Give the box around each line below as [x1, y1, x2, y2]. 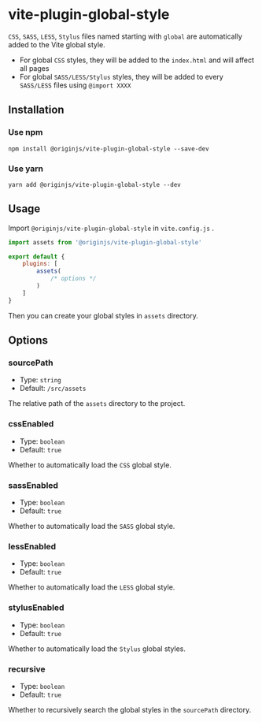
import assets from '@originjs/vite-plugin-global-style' [8, 238, 202, 246]
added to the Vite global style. [8, 39, 106, 49]
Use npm [8, 127, 43, 138]
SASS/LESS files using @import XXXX [19, 80, 131, 90]
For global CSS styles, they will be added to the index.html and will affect [19, 55, 254, 65]
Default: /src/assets [19, 384, 87, 393]
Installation [8, 103, 65, 117]
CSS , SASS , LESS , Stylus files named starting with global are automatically [8, 32, 242, 41]
